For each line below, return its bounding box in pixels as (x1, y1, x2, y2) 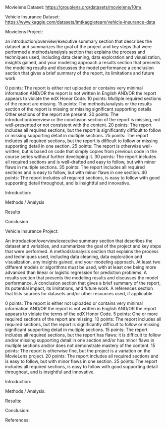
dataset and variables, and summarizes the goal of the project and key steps (5, 243, 162, 249)
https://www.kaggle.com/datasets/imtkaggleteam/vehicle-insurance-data (5, 19, 156, 25)
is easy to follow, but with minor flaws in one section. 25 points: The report (5, 358, 158, 364)
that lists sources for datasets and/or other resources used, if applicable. (5, 291, 154, 296)
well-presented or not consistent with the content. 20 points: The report (5, 122, 152, 128)
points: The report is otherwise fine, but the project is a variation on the (5, 348, 151, 353)
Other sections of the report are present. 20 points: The (5, 111, 119, 117)
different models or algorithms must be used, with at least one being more (5, 264, 157, 270)
